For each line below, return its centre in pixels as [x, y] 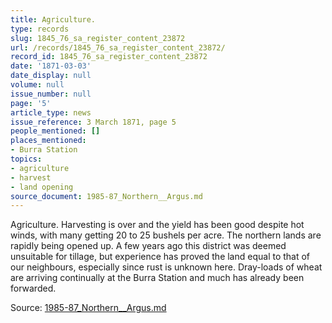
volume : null [37, 85]
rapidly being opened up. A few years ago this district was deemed [148, 246]
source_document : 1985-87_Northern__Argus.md [106, 196]
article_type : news [51, 112]
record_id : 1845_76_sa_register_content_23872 [109, 57]
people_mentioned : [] [55, 131]
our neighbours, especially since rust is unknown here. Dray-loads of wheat [166, 267]
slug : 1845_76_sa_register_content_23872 [98, 38]
